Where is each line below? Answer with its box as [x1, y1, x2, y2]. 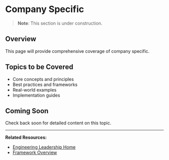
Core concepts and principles [12, 76, 74, 82]
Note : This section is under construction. [17, 20, 103, 26]
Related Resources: [5, 134, 47, 140]
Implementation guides [12, 92, 60, 98]
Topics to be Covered [5, 63, 73, 71]
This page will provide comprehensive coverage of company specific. [5, 48, 150, 54]
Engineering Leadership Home [12, 144, 76, 150]
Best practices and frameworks [12, 82, 78, 88]
